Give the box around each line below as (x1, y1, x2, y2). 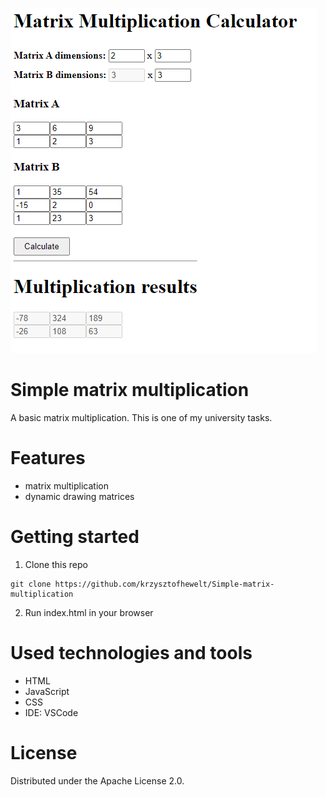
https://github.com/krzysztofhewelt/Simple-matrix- (54, 579, 275, 589)
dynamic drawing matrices (24, 490, 135, 502)
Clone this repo (24, 558, 88, 570)
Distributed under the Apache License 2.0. (10, 774, 185, 787)
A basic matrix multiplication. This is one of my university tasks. (10, 411, 273, 423)
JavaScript (24, 685, 70, 697)
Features (10, 447, 86, 470)
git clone (10, 579, 52, 589)
